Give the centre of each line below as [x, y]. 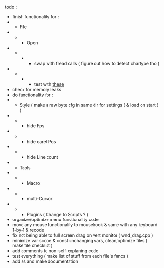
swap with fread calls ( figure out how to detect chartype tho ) [97, 63]
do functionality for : [33, 95]
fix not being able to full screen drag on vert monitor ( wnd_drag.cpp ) [82, 235]
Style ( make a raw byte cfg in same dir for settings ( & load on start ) [89, 105]
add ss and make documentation [45, 261]
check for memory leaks [37, 89]
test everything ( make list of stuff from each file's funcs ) [70, 256]
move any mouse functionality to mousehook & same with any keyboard [85, 225]
